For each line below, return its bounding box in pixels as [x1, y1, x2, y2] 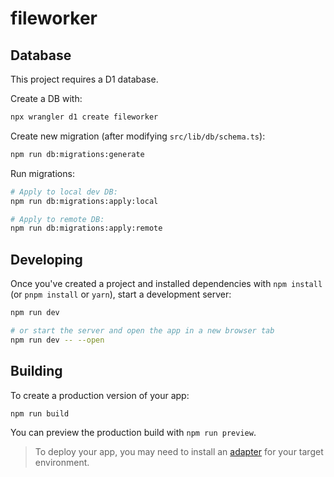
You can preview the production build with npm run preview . [10, 427, 257, 439]
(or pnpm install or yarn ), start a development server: [10, 288, 232, 301]
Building [10, 363, 63, 380]
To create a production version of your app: [10, 389, 190, 401]
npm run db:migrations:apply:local [10, 196, 159, 206]
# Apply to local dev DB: [10, 187, 118, 197]
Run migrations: [10, 167, 75, 179]
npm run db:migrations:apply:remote [10, 223, 163, 234]
